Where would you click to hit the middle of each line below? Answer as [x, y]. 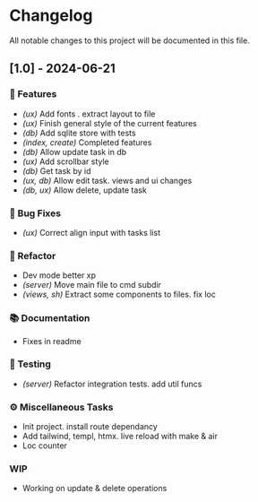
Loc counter [44, 446]
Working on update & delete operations [95, 489]
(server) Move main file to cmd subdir [92, 285]
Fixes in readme [52, 341]
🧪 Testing [30, 364]
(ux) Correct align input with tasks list [91, 232]
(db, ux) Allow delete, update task [85, 190]
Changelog [51, 16]
